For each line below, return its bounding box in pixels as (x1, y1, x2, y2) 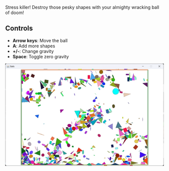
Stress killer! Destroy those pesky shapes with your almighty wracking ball (5, 5, 159, 10)
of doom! (5, 10, 24, 16)
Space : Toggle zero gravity (12, 53, 69, 59)
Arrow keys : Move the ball (12, 37, 68, 43)
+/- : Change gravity (12, 48, 54, 54)
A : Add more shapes (12, 43, 55, 49)
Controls (5, 24, 33, 33)
